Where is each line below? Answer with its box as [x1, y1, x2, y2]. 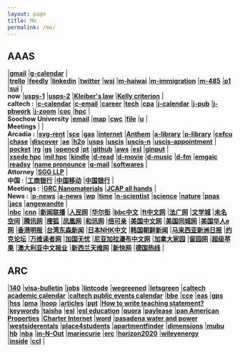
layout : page [7, 10, 46, 18]
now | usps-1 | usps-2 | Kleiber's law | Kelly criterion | [7, 92, 164, 101]
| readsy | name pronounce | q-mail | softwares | [7, 160, 148, 169]
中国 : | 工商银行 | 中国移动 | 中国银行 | [7, 176, 114, 185]
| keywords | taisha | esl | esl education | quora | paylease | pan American [7, 306, 219, 315]
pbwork [7, 107, 31, 116]
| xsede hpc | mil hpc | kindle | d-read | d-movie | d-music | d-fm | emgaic [7, 153, 218, 161]
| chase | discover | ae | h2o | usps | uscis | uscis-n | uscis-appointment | [7, 137, 216, 146]
